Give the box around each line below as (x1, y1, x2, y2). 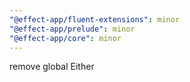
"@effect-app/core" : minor (9, 33, 122, 43)
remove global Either (9, 61, 95, 73)
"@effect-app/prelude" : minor (9, 24, 136, 34)
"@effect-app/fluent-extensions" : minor (9, 14, 181, 25)
